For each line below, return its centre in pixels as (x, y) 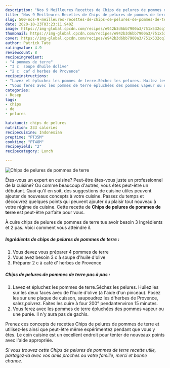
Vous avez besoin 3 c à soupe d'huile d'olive (59, 257)
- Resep (13, 95)
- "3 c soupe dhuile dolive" (37, 66)
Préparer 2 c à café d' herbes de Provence (57, 262)
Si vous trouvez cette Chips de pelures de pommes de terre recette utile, (81, 350)
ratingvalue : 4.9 (24, 48)
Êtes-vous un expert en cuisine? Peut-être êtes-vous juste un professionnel (84, 180)
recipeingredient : (25, 57)
